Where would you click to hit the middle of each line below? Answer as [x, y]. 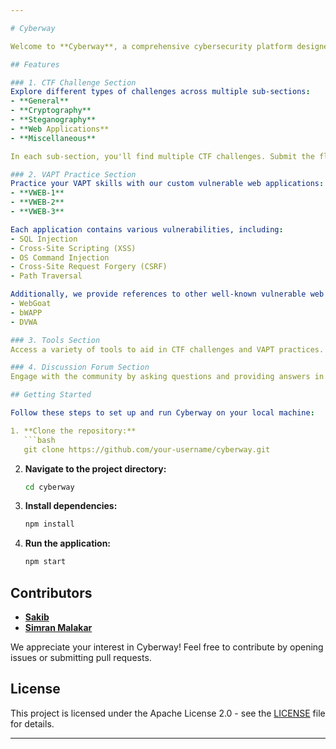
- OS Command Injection [60, 257]
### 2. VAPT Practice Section [73, 174]
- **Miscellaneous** [53, 138]
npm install [49, 524]
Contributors [51, 592]
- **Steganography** [53, 120]
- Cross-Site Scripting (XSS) [73, 248]
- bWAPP [26, 312]
